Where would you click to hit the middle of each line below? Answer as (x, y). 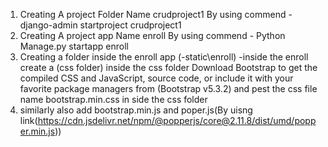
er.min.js (37, 131)
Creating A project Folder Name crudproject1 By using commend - (156, 14)
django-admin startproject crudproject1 (100, 25)
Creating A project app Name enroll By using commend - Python (152, 35)
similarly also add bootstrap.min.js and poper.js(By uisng (136, 110)
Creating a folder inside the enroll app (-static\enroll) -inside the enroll (164, 57)
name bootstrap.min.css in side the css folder (113, 99)
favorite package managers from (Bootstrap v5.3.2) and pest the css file (168, 88)
